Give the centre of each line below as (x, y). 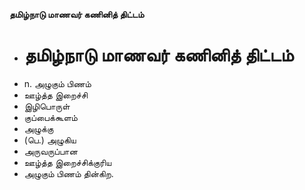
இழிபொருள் (47, 106)
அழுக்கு (38, 128)
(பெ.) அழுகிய (50, 140)
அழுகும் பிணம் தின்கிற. (68, 173)
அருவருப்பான (50, 151)
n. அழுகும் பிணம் (57, 83)
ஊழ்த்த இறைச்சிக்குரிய (67, 162)
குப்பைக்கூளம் (50, 117)
